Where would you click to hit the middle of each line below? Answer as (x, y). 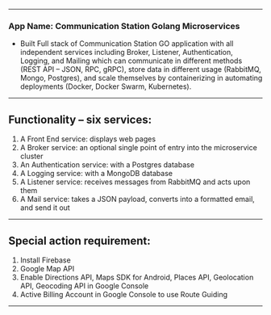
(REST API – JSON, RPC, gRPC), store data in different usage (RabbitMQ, (141, 69)
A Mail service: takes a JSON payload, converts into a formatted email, (138, 199)
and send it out (45, 208)
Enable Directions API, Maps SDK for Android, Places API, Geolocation (137, 277)
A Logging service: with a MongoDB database (96, 174)
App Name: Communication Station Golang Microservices (124, 26)
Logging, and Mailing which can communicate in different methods (131, 61)
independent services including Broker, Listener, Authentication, (127, 52)
